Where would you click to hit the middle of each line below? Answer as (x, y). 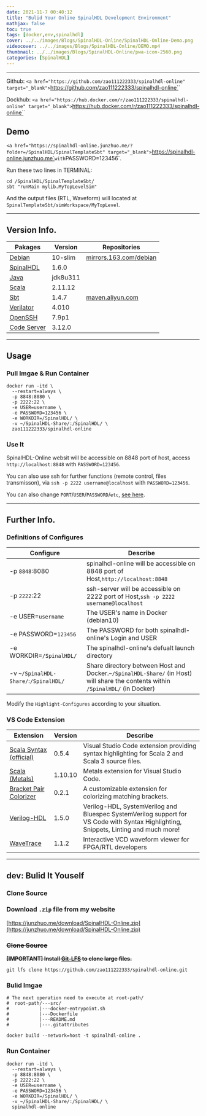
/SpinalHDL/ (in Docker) (120, 689)
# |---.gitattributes (48, 1025)
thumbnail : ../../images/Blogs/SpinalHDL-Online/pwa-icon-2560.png (94, 52)
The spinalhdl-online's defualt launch (140, 647)
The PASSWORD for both (122, 630)
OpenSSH (24, 318)
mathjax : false (26, 23)
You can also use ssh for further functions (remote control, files (86, 476)
